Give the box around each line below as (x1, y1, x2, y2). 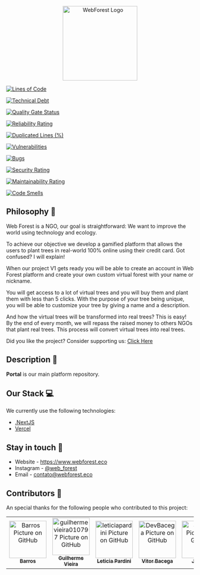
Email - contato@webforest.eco (14, 471, 93, 478)
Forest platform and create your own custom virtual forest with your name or (6, 271, 193, 278)
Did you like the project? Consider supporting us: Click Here (6, 337, 153, 344)
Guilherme (58, 555, 84, 562)
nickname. (6, 277, 32, 285)
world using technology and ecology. (6, 228, 97, 236)
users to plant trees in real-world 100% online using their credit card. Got (6, 246, 185, 254)
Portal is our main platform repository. (6, 370, 100, 378)
